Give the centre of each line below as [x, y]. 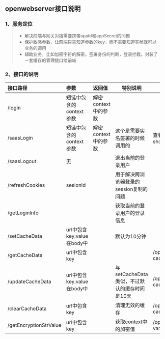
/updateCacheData [29, 282]
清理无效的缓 [130, 305]
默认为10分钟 [131, 236]
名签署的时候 [130, 138]
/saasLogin [20, 138]
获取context [129, 322]
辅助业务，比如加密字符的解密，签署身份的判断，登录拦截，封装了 [91, 54]
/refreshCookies [26, 185]
